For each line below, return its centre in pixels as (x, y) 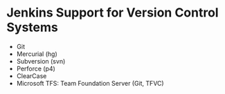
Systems (32, 27)
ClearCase (31, 76)
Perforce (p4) (36, 68)
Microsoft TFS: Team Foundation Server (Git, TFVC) (90, 83)
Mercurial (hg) (37, 54)
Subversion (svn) (41, 61)
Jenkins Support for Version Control (112, 13)
